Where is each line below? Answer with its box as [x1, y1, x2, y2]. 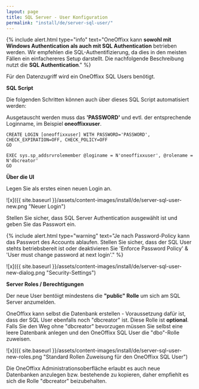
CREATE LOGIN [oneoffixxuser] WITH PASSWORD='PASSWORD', [6, 132, 151, 138]
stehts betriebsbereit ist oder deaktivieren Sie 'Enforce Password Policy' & [6, 245, 189, 252]
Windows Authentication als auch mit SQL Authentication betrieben [6, 42, 177, 49]
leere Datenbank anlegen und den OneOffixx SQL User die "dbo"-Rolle [6, 329, 180, 337]
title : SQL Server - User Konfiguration [6, 14, 108, 20]
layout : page [6, 8, 39, 15]
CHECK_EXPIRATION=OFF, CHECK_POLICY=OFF [6, 137, 108, 143]
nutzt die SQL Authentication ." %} [6, 61, 91, 69]
